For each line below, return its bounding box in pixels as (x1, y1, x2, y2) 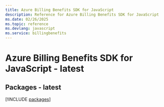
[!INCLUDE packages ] (5, 96, 51, 102)
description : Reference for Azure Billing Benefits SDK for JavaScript (5, 12, 159, 17)
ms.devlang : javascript (5, 26, 56, 31)
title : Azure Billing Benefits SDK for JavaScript (5, 7, 114, 13)
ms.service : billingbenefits (5, 31, 67, 36)
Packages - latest (5, 83, 62, 91)
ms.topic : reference (5, 21, 49, 27)
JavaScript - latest (5, 63, 84, 74)
